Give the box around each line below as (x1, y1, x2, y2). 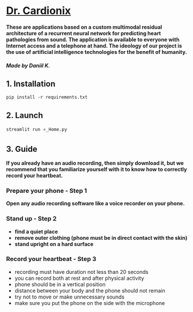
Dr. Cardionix (6, 4, 72, 18)
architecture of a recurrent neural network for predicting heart (6, 29, 161, 36)
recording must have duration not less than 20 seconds (14, 268, 148, 275)
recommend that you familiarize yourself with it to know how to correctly (6, 165, 187, 172)
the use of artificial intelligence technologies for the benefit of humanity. (6, 48, 187, 55)
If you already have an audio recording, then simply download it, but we (6, 160, 184, 167)
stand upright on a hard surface (14, 240, 94, 247)
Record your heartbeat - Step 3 (6, 255, 97, 263)
